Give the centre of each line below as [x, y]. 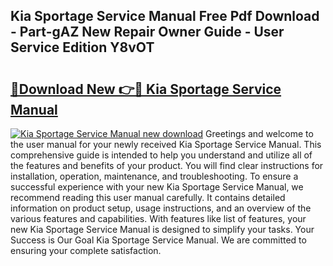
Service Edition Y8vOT [82, 47]
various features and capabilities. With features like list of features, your [158, 218]
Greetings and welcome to [259, 133]
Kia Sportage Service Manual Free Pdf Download [165, 16]
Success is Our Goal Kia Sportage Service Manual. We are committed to [158, 240]
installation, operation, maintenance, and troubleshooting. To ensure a [154, 176]
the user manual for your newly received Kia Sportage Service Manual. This [166, 144]
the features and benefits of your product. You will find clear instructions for [167, 165]
